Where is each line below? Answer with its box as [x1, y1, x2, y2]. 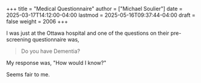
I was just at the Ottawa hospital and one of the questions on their [6, 29, 170, 37]
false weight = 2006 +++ [6, 18, 68, 25]
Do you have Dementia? [20, 48, 81, 55]
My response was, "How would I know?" [6, 60, 107, 66]
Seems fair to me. [6, 71, 50, 78]
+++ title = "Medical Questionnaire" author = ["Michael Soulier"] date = [6, 5, 183, 12]
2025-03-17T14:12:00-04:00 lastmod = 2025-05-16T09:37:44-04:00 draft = [6, 11, 196, 19]
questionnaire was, [32, 36, 79, 43]
